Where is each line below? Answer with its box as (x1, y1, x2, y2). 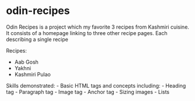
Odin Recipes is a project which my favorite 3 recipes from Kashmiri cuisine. (6, 23, 190, 30)
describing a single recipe (6, 36, 68, 43)
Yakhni (14, 64, 31, 71)
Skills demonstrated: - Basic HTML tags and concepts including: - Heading (6, 82, 186, 89)
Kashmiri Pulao (14, 71, 51, 78)
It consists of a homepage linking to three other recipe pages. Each (6, 29, 168, 36)
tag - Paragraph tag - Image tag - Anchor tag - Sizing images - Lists (6, 88, 170, 95)
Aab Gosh (14, 58, 39, 65)
